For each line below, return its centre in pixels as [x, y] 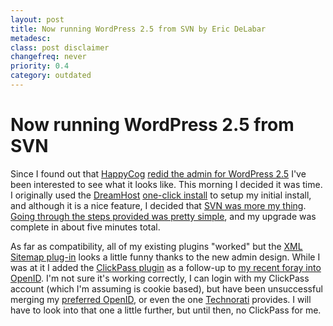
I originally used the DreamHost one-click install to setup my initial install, [161, 195]
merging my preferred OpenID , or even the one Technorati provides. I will [161, 299]
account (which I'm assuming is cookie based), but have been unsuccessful [166, 288]
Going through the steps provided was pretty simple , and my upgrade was [163, 216]
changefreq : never [48, 57]
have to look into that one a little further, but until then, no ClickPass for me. [166, 310]
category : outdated [51, 76]
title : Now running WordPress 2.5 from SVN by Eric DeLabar [138, 29]
